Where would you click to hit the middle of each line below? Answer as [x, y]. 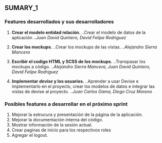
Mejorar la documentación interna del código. [57, 119]
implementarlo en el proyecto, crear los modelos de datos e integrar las [83, 86]
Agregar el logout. [30, 135]
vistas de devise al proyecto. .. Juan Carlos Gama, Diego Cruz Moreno [82, 91]
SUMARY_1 [21, 8]
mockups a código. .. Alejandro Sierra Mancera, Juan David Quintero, [81, 66]
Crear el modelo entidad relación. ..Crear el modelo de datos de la [79, 32]
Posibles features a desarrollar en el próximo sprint [66, 104]
